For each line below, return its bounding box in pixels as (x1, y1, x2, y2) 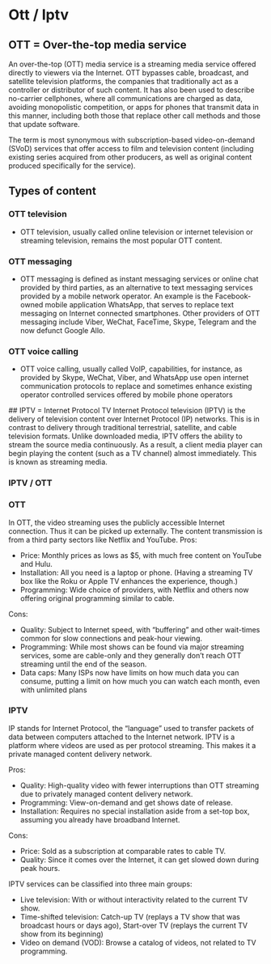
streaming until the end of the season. (19, 659, 147, 669)
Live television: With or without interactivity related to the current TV (19, 894, 248, 904)
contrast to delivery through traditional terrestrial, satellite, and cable (8, 423, 237, 433)
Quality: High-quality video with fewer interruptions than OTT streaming (19, 780, 260, 790)
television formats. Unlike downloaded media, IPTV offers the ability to (8, 431, 243, 442)
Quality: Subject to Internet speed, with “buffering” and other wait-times (19, 624, 260, 634)
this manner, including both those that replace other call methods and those (8, 111, 261, 120)
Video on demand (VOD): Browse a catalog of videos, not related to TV (19, 937, 256, 947)
